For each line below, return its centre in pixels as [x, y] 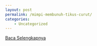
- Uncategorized [31, 24]
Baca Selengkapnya [26, 38]
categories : [17, 19]
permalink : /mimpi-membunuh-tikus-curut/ [49, 14]
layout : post [19, 10]
